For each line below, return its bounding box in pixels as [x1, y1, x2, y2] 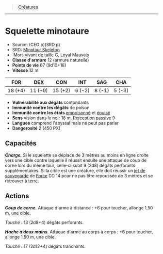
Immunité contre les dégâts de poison [12, 104, 90, 111]
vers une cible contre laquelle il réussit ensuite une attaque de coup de [5, 157, 147, 163]
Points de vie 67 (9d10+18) [12, 62, 66, 68]
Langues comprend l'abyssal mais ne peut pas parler [12, 120, 119, 126]
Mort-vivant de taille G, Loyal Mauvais [13, 52, 89, 58]
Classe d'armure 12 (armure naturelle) [12, 57, 89, 63]
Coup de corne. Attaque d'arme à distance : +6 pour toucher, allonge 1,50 [5, 205, 153, 210]
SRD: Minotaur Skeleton [12, 47, 60, 52]
